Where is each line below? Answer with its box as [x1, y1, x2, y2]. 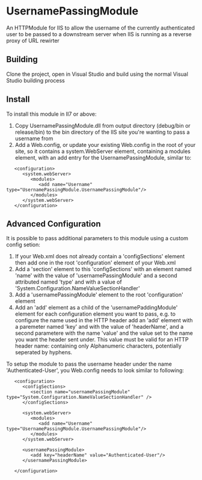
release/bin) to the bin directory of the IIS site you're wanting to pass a [14, 128, 190, 136]
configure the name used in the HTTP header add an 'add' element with [14, 317, 194, 324]
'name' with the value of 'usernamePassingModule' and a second [14, 272, 177, 279]
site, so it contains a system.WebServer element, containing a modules [14, 148, 191, 155]
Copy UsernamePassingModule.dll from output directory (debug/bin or [14, 122, 191, 129]
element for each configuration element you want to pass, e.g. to [14, 310, 176, 317]
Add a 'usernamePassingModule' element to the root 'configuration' [14, 291, 183, 299]
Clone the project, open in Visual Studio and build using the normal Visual [6, 70, 188, 78]
